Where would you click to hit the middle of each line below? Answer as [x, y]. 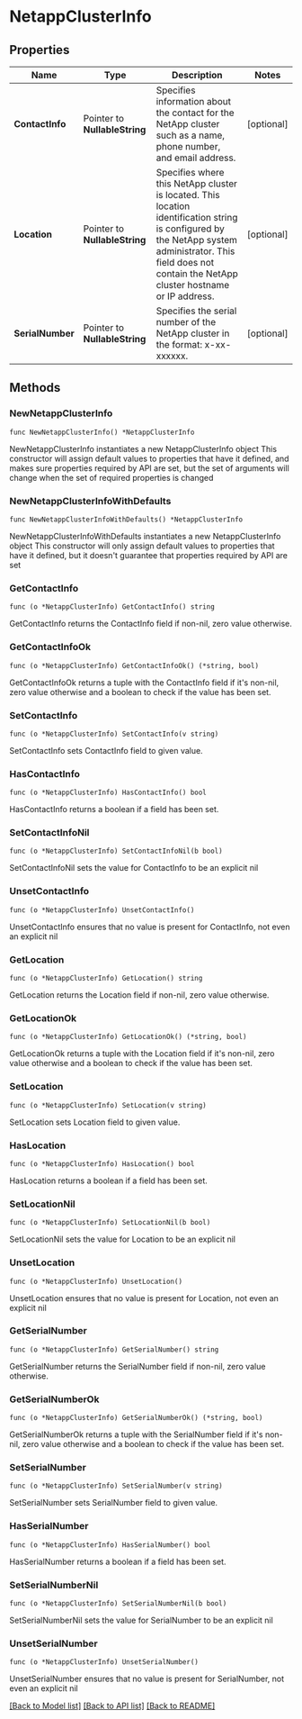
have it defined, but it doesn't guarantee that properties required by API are [148, 555]
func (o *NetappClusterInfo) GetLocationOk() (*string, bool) [128, 1037]
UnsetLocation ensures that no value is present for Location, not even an [144, 1298]
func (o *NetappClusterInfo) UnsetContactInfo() [102, 910]
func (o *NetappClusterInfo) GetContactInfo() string [112, 607]
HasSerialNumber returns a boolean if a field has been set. [118, 1561]
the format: [179, 344]
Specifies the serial [196, 311]
